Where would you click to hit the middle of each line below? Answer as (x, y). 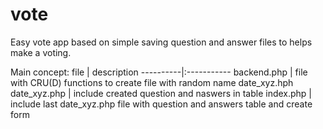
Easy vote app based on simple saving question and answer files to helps (161, 42)
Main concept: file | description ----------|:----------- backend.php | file (159, 72)
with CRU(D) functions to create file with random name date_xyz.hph (152, 82)
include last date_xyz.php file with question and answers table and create (161, 104)
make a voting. (41, 52)
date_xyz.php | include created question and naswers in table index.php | (161, 93)
